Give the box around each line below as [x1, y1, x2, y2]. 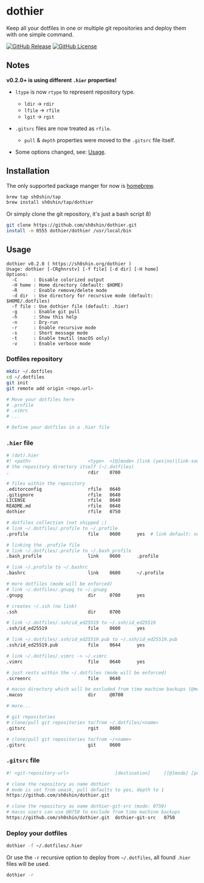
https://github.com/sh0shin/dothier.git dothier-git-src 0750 [6, 815, 175, 821]
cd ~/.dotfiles [6, 374, 45, 381]
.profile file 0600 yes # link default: [6, 531, 191, 537]
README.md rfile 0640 [6, 503, 121, 509]
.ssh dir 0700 [6, 609, 121, 615]
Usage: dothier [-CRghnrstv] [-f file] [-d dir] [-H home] [6, 266, 159, 272]
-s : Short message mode [12, 330, 88, 336]
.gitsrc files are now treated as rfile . [15, 125, 112, 132]
